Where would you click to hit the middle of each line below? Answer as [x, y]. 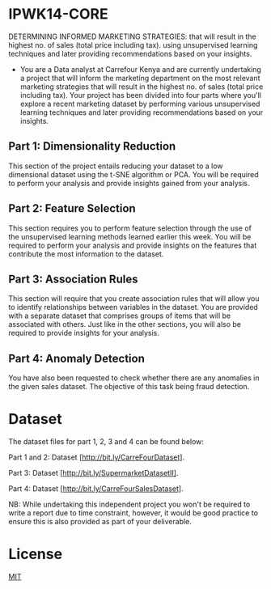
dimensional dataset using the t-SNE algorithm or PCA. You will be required [133, 174]
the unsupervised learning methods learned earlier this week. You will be [130, 236]
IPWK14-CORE [58, 14]
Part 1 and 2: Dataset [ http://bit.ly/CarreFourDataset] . [96, 457]
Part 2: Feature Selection [72, 208]
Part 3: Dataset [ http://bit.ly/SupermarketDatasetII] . [93, 473]
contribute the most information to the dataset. [86, 254]
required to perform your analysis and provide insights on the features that [133, 245]
